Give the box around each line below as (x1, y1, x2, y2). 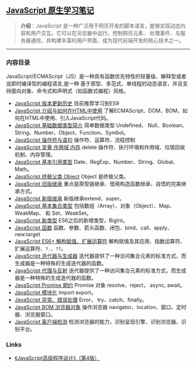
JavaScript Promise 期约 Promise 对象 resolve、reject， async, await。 (14, 282, 185, 289)
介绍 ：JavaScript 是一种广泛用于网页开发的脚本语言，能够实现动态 (20, 22, 181, 29)
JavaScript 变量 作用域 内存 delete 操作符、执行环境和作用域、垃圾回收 (14, 144, 185, 151)
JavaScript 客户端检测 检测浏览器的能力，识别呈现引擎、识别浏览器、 (14, 318, 181, 325)
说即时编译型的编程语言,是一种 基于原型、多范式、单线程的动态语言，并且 (6, 80, 183, 87)
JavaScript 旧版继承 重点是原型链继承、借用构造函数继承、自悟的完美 (14, 180, 181, 187)
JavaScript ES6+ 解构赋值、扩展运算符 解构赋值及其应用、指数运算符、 (14, 238, 185, 245)
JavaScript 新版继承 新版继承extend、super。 (14, 195, 125, 202)
